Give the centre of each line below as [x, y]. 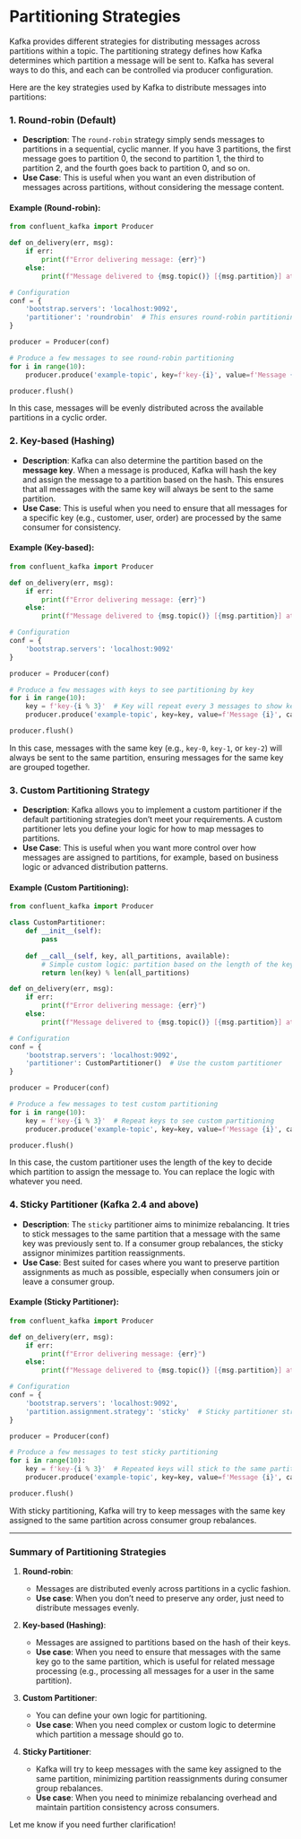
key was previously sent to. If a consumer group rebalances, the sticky [153, 1243]
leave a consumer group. [68, 1281]
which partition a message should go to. [110, 1735]
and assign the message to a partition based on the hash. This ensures [153, 479]
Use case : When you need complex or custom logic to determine [155, 1725]
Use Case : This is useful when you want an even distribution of [139, 178]
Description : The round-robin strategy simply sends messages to [143, 140]
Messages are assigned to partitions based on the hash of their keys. [163, 1643]
